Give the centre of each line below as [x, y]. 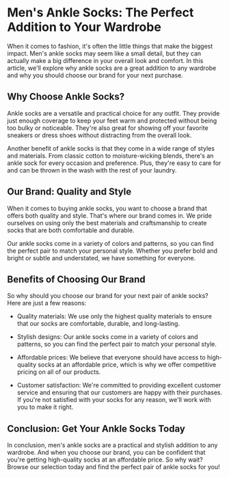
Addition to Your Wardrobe [84, 27]
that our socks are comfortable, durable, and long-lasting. [98, 324]
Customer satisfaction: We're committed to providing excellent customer [119, 386]
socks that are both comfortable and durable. [71, 230]
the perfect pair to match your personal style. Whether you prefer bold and [112, 251]
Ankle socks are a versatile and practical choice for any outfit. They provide [113, 113]
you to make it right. [45, 407]
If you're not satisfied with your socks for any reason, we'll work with [114, 400]
